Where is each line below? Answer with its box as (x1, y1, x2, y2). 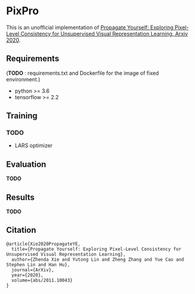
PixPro (6, 4, 40, 18)
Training (6, 111, 38, 121)
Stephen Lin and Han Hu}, (6, 261, 70, 268)
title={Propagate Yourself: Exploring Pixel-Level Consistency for (11, 246, 182, 252)
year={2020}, (11, 272, 44, 278)
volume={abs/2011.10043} (11, 277, 73, 283)
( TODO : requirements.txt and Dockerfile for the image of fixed (6, 69, 159, 77)
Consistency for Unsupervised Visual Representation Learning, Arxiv (20, 30, 188, 37)
